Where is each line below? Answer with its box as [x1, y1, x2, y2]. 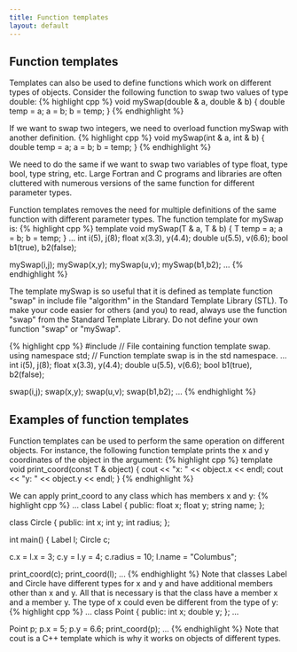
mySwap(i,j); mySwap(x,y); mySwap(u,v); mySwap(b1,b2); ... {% [9, 259, 244, 271]
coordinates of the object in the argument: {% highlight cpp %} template [9, 454, 273, 466]
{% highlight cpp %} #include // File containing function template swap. [9, 341, 271, 351]
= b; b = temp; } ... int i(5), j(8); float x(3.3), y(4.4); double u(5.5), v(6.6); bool [9, 232, 288, 244]
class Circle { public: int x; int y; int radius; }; [9, 517, 170, 528]
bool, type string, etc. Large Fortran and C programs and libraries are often [9, 169, 282, 179]
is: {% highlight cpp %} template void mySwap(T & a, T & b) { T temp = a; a [9, 224, 284, 234]
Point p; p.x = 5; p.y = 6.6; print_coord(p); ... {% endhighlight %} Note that [9, 624, 279, 634]
